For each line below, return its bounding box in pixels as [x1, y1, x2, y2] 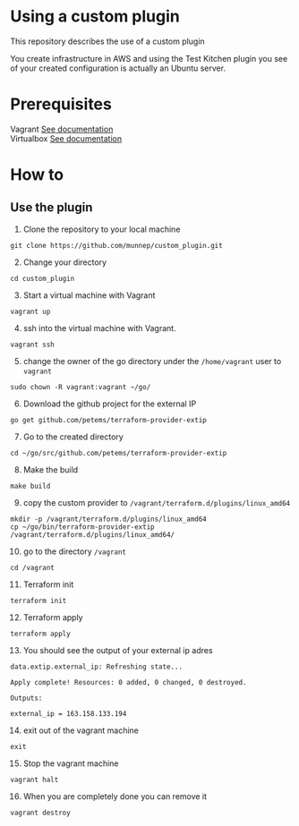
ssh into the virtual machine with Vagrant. [22, 322, 177, 333]
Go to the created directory [22, 431, 124, 442]
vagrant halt [10, 775, 59, 784]
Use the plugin [10, 200, 93, 216]
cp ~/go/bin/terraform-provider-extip [10, 522, 155, 532]
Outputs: [10, 694, 43, 703]
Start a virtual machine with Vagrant [22, 289, 156, 301]
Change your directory [22, 257, 107, 268]
